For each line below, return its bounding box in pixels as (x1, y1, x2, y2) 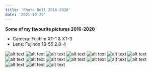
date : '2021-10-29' (5, 12, 46, 17)
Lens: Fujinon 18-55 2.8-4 (12, 41, 66, 47)
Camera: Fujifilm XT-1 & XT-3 (12, 36, 72, 42)
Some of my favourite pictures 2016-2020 (5, 26, 95, 32)
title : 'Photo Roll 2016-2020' (5, 7, 71, 13)
